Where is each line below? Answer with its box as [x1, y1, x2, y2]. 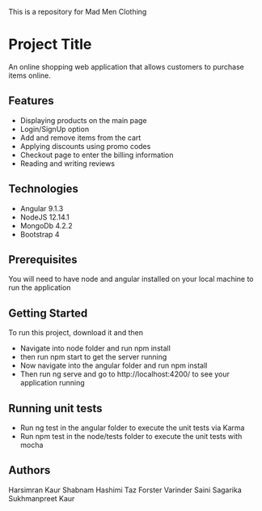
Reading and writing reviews [19, 158, 116, 168]
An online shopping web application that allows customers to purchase [8, 62, 244, 71]
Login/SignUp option [19, 124, 90, 134]
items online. [8, 70, 51, 80]
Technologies [8, 182, 79, 196]
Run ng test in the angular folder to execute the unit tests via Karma [19, 423, 245, 432]
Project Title [8, 36, 92, 53]
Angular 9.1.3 [19, 203, 64, 213]
